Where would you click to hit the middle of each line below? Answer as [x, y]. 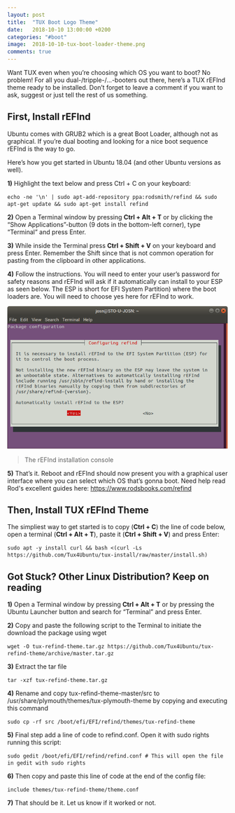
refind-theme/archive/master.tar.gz [60, 654]
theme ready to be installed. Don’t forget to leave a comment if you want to [115, 87]
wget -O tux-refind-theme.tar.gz [56, 647]
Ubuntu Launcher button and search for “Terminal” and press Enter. [105, 612]
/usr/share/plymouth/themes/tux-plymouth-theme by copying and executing [117, 701]
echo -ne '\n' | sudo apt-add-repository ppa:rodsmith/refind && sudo [112, 197]
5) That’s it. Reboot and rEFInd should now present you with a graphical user [117, 473]
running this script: [34, 742]
